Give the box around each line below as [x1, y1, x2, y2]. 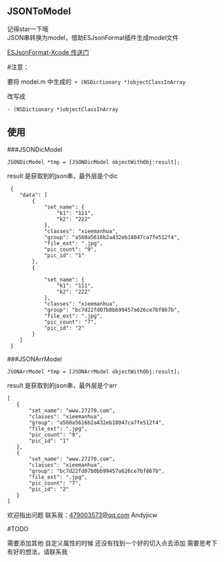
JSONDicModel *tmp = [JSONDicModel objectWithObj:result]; [7, 158, 181, 165]
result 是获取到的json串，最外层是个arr [7, 381, 118, 389]
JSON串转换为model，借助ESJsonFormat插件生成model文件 [7, 33, 179, 41]
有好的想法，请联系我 [7, 547, 68, 556]
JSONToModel [7, 6, 71, 17]
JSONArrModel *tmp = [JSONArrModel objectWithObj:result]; [7, 368, 181, 375]
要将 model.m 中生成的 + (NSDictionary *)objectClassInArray [7, 77, 186, 86]
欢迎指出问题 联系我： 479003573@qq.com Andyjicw [7, 511, 158, 519]
